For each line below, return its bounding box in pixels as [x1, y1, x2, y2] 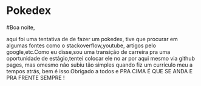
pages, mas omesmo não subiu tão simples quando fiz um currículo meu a [6, 61, 193, 68]
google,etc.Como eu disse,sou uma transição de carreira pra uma [6, 48, 171, 55]
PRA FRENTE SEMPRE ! [6, 74, 65, 81]
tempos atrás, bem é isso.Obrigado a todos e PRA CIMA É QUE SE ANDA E [6, 67, 193, 74]
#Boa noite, [6, 24, 35, 31]
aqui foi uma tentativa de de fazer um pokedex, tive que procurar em [6, 35, 178, 42]
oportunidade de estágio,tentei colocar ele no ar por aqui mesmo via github [6, 55, 196, 62]
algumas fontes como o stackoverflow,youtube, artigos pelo [6, 42, 157, 49]
